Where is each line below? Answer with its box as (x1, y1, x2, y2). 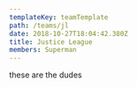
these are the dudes (9, 69, 82, 80)
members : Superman (9, 46, 77, 54)
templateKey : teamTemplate (9, 12, 109, 22)
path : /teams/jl (9, 21, 69, 30)
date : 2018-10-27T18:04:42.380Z (9, 29, 128, 38)
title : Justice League (9, 37, 93, 47)
